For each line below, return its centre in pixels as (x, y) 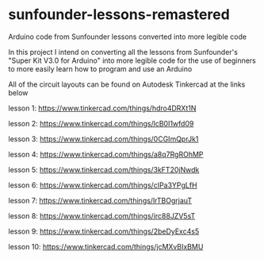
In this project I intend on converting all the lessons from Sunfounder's (123, 52)
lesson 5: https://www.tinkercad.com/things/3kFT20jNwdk (104, 169)
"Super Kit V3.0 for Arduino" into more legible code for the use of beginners (132, 60)
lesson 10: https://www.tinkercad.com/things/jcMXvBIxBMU (106, 246)
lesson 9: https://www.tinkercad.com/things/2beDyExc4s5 (104, 231)
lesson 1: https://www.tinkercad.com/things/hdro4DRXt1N (102, 108)
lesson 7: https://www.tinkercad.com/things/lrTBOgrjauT (100, 200)
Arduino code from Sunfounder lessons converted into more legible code (128, 37)
